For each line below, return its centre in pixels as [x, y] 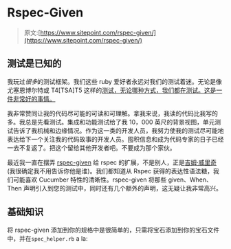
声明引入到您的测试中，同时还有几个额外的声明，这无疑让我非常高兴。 [122, 188]
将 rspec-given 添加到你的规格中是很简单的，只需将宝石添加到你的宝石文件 [113, 230]
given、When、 [190, 180]
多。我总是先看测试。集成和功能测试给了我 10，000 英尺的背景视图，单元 [111, 122]
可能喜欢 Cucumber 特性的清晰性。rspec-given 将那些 [90, 180]
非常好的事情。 [34, 98]
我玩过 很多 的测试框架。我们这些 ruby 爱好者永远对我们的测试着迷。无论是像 [114, 81]
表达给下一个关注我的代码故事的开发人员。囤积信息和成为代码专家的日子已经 [115, 139]
